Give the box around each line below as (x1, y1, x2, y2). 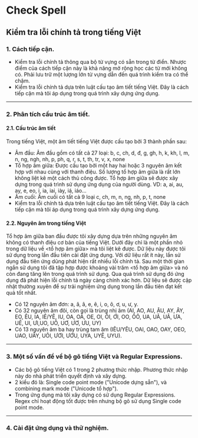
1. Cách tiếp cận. (6, 45, 55, 53)
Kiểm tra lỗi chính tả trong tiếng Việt (6, 27, 141, 37)
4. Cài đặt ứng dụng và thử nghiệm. (6, 424, 109, 432)
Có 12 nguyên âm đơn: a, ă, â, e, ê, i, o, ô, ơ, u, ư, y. (14, 301, 138, 308)
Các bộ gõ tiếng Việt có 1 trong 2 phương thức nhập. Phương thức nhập (14, 366, 189, 373)
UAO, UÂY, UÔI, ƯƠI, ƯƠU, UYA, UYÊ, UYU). (14, 332, 122, 339)
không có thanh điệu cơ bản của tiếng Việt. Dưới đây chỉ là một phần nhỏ (6, 239, 183, 246)
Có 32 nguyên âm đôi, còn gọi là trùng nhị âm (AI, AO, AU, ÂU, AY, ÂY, (14, 307, 184, 314)
